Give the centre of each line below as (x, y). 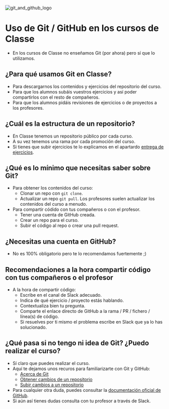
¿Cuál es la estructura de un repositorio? (70, 124)
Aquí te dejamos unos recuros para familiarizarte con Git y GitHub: (81, 369)
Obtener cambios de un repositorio (56, 379)
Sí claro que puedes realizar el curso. (51, 363)
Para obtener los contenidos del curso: (53, 188)
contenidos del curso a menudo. (53, 204)
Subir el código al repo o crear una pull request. (69, 225)
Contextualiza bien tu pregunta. (53, 306)
